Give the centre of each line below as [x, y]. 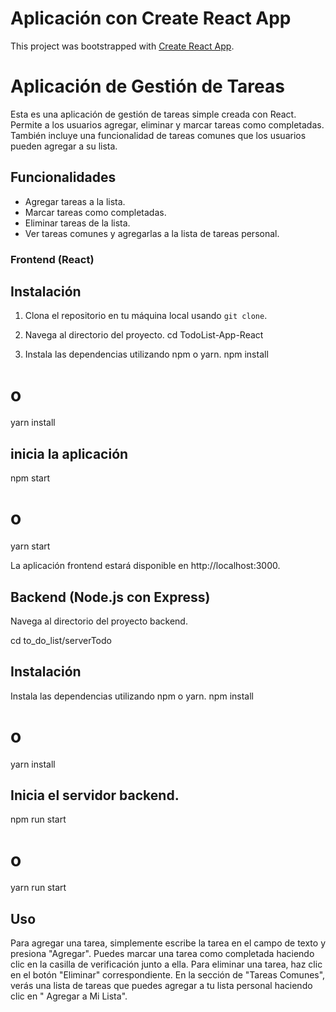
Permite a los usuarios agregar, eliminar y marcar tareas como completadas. [167, 124]
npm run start [38, 819]
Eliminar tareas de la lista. [77, 223]
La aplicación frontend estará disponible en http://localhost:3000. [145, 566]
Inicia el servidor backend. [95, 795]
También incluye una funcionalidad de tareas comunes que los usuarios [158, 135]
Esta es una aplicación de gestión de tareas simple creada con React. [153, 114]
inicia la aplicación [69, 453]
